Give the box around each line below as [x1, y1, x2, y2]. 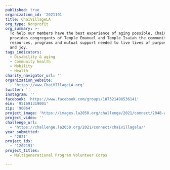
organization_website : [5, 78, 53, 83]
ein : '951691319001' [5, 101, 49, 106]
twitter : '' [5, 87, 30, 92]
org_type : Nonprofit [5, 21, 49, 27]
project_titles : [5, 148, 39, 153]
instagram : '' [5, 92, 35, 97]
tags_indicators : [5, 49, 42, 54]
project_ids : [5, 139, 33, 144]
